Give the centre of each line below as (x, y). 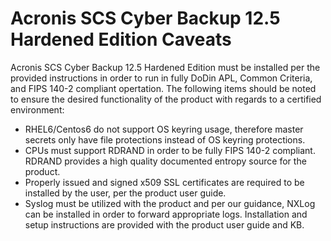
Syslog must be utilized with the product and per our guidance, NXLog (170, 203)
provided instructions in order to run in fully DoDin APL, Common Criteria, (161, 78)
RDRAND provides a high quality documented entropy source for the (165, 161)
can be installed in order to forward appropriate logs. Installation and (166, 214)
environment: (37, 109)
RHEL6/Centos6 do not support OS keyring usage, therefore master (164, 129)
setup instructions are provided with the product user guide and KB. (164, 224)
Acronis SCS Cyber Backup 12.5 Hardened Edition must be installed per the (165, 67)
